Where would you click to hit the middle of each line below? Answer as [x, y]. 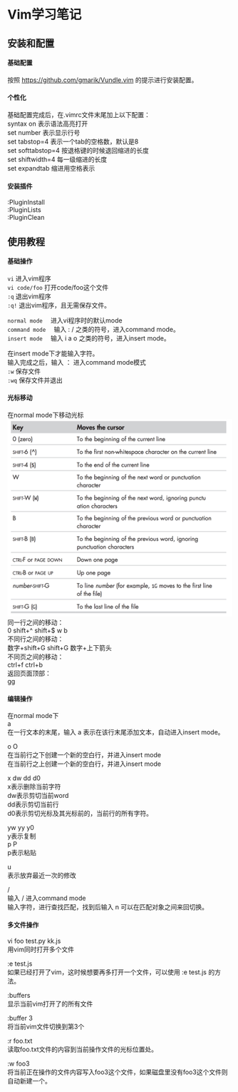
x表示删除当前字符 [34, 787]
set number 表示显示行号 [44, 132]
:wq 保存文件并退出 [35, 380]
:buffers [19, 996]
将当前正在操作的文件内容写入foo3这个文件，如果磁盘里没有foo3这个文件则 [118, 1072]
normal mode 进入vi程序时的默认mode [65, 320]
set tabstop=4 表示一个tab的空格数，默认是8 [73, 141]
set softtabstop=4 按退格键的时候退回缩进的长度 [78, 150]
